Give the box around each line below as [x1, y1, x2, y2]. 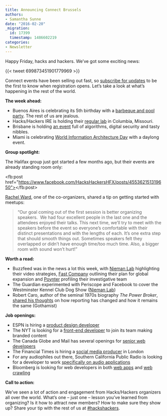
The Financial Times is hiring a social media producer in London [12, 348, 144, 355]
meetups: [5, 199, 25, 205]
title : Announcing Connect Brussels [5, 7, 81, 12]
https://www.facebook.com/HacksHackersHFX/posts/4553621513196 [18, 179, 162, 185]
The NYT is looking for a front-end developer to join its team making [12, 327, 153, 333]
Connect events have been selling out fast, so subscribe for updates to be [5, 77, 157, 83]
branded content [12, 333, 47, 339]
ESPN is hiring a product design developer [12, 322, 100, 328]
